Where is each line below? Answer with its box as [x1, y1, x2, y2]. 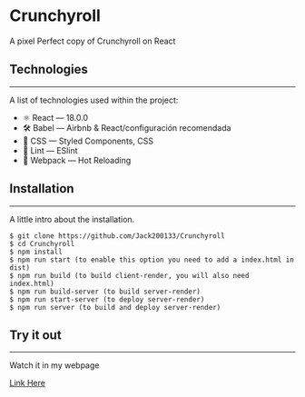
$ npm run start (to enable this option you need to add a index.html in [9, 255, 295, 264]
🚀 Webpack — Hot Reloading [22, 154, 132, 165]
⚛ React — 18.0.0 [22, 112, 89, 123]
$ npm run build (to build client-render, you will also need [9, 271, 250, 280]
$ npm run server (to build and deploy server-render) [9, 303, 221, 312]
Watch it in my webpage [9, 360, 100, 371]
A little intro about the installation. [9, 213, 135, 224]
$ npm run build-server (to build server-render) [9, 287, 202, 296]
